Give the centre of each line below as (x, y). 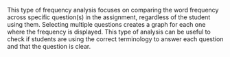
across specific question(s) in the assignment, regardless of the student (109, 17)
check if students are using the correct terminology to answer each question (115, 39)
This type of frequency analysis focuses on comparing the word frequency (113, 10)
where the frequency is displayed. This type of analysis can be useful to (109, 32)
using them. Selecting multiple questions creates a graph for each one (106, 24)
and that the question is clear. (49, 46)
